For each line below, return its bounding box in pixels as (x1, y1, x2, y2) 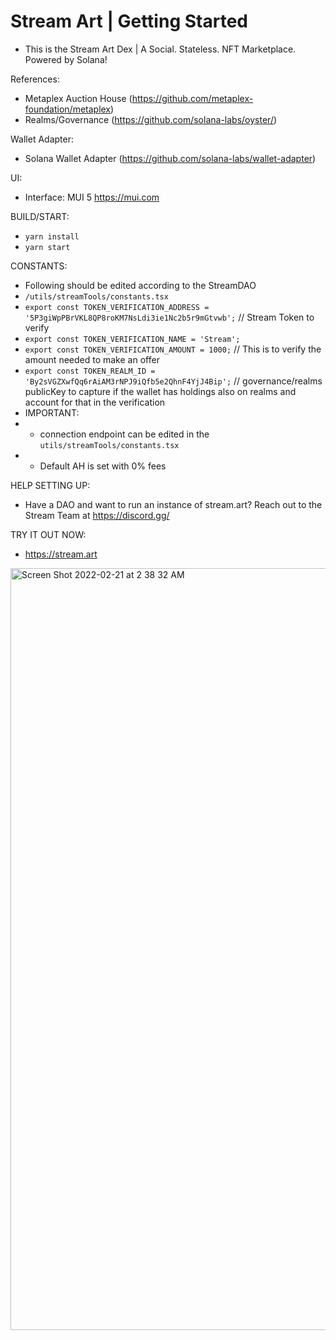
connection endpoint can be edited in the (39, 428, 210, 440)
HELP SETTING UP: (10, 479, 91, 491)
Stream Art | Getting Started (10, 10, 248, 33)
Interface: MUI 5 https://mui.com (24, 191, 160, 203)
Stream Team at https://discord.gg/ (24, 509, 170, 521)
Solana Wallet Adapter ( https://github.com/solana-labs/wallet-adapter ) (24, 152, 317, 164)
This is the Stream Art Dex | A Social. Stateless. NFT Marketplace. (24, 43, 297, 55)
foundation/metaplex (24, 103, 112, 115)
